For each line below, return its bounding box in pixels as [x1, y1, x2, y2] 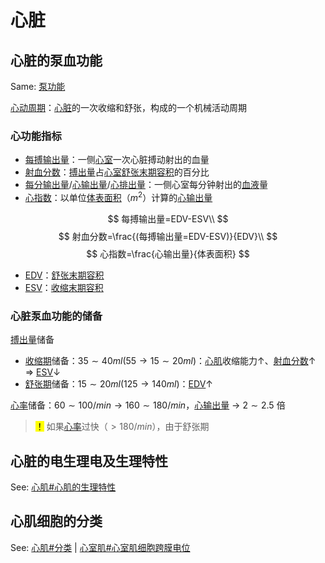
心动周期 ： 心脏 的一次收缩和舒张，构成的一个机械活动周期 [10, 102, 247, 113]
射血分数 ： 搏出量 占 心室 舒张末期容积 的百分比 [24, 166, 210, 178]
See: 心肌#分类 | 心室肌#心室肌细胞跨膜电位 [10, 541, 191, 553]
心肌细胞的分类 [10, 513, 103, 530]
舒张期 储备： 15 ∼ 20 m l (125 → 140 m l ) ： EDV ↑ [24, 378, 214, 390]
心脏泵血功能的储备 [10, 309, 103, 323]
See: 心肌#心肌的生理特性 [10, 481, 117, 493]
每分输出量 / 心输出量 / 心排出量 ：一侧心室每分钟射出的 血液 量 [24, 179, 268, 191]
